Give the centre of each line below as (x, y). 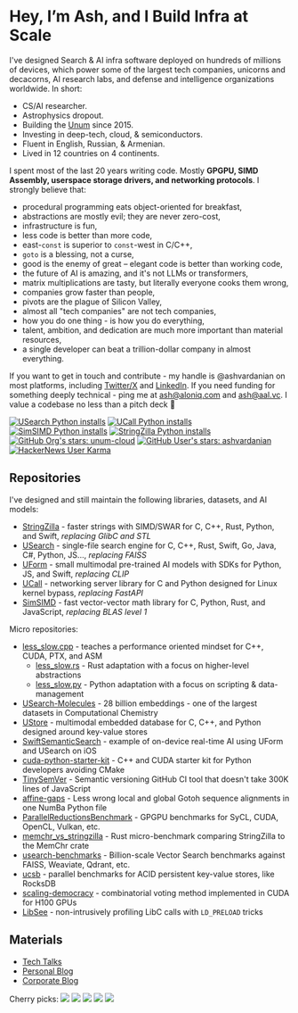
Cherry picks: (34, 999)
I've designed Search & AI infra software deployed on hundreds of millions (145, 60)
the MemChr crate (56, 845)
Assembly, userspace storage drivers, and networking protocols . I (134, 179)
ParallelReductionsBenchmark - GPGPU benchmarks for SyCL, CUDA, (150, 817)
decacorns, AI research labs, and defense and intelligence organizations (142, 79)
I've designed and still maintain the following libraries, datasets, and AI (138, 499)
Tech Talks (42, 961)
